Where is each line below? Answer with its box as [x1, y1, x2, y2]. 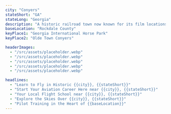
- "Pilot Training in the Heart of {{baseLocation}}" [10, 101, 126, 106]
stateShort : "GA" [5, 12, 42, 17]
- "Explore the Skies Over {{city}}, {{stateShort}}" [10, 96, 126, 101]
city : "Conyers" [5, 7, 40, 13]
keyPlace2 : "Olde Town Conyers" [5, 36, 74, 41]
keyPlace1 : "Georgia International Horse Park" [5, 31, 108, 36]
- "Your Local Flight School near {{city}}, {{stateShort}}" [10, 92, 142, 97]
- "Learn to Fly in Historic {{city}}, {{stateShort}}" [10, 82, 131, 88]
